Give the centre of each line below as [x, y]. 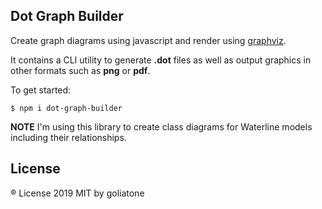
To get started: [41, 90]
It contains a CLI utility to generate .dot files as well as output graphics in [161, 60]
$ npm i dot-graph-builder [66, 108]
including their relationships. [68, 137]
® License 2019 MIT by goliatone [77, 193]
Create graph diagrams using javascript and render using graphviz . [148, 40]
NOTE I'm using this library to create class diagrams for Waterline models [161, 126]
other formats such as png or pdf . [80, 70]
